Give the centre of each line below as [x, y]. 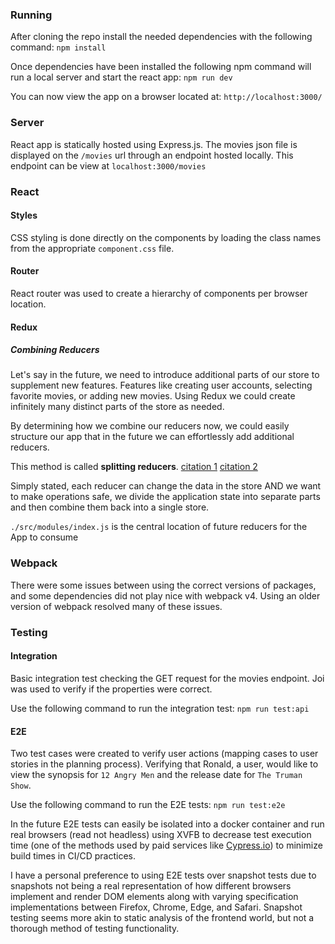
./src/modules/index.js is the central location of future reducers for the [159, 527]
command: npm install [58, 47]
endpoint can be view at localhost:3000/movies [108, 165]
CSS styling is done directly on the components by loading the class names [166, 237]
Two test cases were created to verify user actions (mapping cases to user [164, 754]
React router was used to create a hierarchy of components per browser [159, 293]
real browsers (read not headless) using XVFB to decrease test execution [161, 835]
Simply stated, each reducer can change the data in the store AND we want [166, 486]
